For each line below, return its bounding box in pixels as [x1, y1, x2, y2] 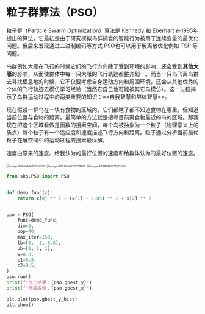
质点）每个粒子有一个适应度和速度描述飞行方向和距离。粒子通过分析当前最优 [6, 128, 199, 136]
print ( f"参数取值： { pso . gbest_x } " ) [6, 285, 93, 291]
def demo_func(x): [6, 189, 53, 195]
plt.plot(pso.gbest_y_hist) [6, 296, 78, 302]
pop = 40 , [17, 229, 37, 235]
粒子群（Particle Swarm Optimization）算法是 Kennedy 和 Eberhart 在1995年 [6, 27, 199, 34]
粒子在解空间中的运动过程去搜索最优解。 [6, 136, 108, 144]
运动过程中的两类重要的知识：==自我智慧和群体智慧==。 [27, 92, 171, 100]
